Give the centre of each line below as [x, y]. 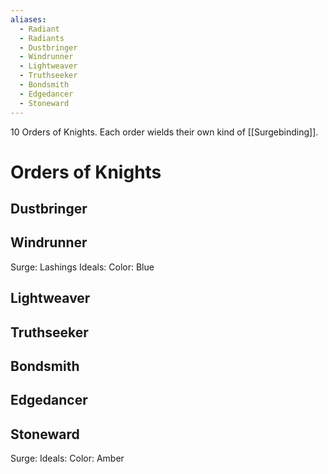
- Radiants [42, 38]
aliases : [28, 19]
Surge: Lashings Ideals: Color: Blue [82, 267]
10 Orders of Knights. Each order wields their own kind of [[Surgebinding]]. [164, 132]
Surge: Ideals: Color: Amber [67, 458]
